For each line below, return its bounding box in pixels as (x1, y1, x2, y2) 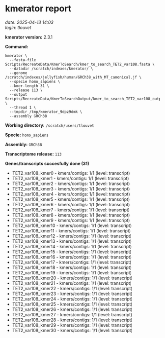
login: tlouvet (5, 24, 31, 30)
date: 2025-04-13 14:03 (5, 19, 54, 25)
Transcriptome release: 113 (5, 151, 62, 157)
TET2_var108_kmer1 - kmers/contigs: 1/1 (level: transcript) (12, 175, 129, 181)
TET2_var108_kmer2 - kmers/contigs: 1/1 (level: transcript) (12, 181, 130, 187)
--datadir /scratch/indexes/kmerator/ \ (9, 66, 93, 71)
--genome (9, 70, 27, 75)
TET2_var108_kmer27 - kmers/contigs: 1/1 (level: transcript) (12, 311, 133, 317)
